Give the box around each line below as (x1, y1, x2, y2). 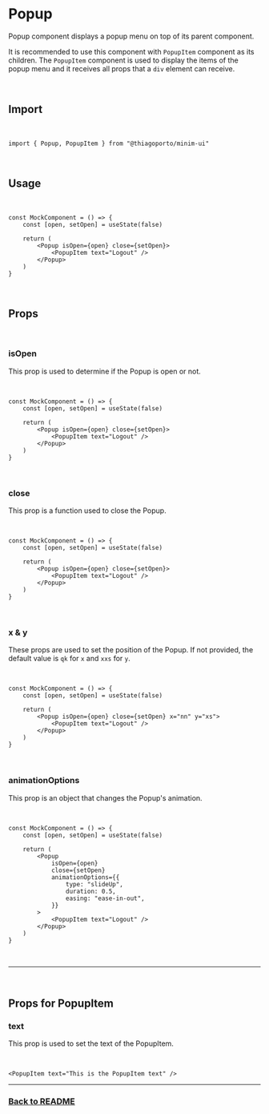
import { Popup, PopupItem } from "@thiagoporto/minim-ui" (8, 139, 210, 147)
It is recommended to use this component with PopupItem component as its (8, 46, 255, 56)
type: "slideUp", (65, 880, 124, 888)
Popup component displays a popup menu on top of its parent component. (8, 31, 255, 41)
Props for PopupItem (8, 996, 114, 1010)
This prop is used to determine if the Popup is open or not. (8, 366, 202, 376)
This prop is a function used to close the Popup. (8, 506, 167, 515)
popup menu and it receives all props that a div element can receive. (8, 63, 235, 73)
